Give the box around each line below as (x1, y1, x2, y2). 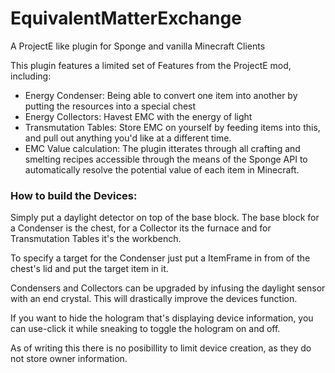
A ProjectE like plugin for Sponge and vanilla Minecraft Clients (10, 40, 266, 52)
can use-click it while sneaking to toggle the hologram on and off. (10, 323, 281, 335)
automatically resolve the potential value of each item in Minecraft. (24, 163, 300, 176)
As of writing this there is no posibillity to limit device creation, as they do (10, 342, 312, 354)
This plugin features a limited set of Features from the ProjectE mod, (10, 59, 292, 71)
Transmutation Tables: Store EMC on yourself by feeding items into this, (24, 121, 321, 133)
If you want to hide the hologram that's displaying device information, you (10, 312, 314, 324)
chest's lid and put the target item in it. (10, 263, 169, 275)
